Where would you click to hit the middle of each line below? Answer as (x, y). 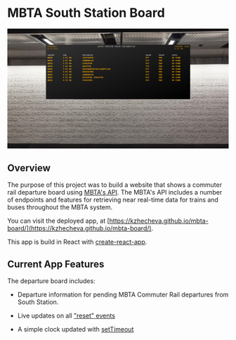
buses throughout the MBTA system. (60, 207)
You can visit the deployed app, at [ (59, 221)
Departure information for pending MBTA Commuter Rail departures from (123, 295)
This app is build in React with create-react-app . (77, 242)
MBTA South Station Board (86, 13)
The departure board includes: (52, 281)
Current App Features (56, 264)
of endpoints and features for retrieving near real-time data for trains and (113, 200)
